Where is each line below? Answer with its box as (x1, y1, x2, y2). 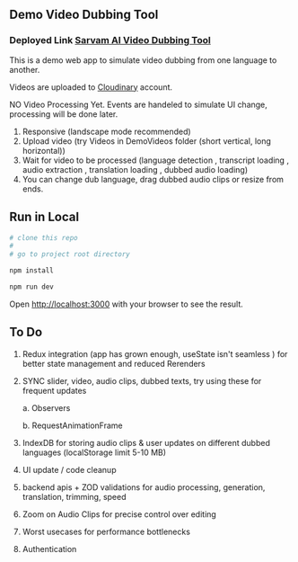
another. (9, 64, 40, 75)
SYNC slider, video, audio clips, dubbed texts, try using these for (22, 375, 262, 386)
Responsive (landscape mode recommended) (22, 126, 191, 137)
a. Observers (22, 402, 71, 413)
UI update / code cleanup (22, 464, 117, 475)
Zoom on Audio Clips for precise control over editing (22, 508, 217, 520)
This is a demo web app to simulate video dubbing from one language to (9, 54, 277, 66)
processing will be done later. (9, 108, 118, 120)
